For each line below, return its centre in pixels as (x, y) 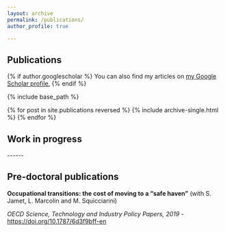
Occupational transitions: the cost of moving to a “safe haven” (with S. (109, 193)
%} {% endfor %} (32, 118)
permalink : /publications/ (45, 20)
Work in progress (44, 139)
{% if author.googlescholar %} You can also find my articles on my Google (112, 77)
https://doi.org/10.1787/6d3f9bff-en (57, 221)
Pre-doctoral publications (63, 177)
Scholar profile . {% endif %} (47, 83)
